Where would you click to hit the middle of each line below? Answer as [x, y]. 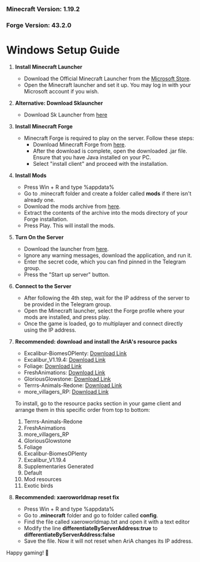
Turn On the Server [39, 237]
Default [33, 473]
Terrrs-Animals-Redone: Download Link [73, 385]
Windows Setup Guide [63, 50]
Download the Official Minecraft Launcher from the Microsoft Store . [107, 78]
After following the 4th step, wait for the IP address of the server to [107, 298]
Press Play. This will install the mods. [69, 226]
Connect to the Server [43, 286]
